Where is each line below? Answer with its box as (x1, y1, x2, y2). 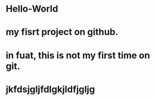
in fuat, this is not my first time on (6, 49, 150, 61)
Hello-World (6, 3, 58, 15)
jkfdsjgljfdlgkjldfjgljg (6, 83, 96, 95)
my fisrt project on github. (6, 26, 118, 38)
